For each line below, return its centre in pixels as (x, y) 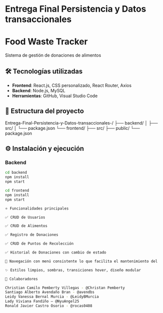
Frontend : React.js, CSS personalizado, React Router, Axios (72, 85)
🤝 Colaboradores (21, 279)
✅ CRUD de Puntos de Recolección (39, 244)
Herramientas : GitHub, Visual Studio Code (55, 96)
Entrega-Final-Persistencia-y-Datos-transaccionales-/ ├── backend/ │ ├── (81, 123)
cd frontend (17, 191)
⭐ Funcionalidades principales (37, 209)
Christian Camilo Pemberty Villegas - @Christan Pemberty (65, 288)
